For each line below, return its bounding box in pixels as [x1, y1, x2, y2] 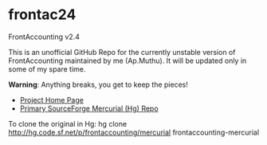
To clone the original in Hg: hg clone [8, 119, 128, 128]
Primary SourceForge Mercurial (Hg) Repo [19, 104, 159, 113]
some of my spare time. [8, 64, 86, 73]
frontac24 [8, 6, 77, 24]
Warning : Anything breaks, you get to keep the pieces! [8, 80, 189, 89]
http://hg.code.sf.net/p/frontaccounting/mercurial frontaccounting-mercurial [8, 127, 260, 137]
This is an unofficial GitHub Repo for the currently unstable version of [8, 47, 236, 57]
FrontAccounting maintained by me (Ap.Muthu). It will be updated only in [8, 56, 247, 65]
